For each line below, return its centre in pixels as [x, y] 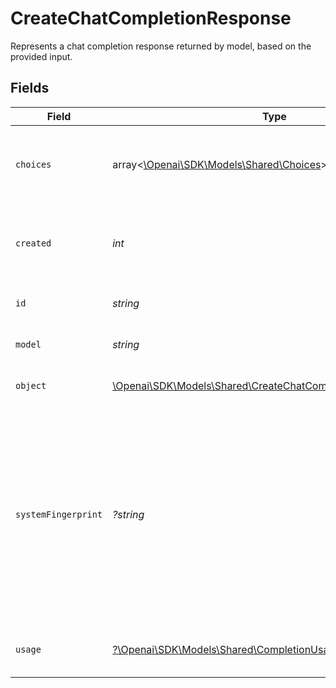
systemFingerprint [59, 514]
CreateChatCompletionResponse [151, 18]
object [31, 385]
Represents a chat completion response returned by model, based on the [161, 46]
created [33, 243]
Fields [30, 88]
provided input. [41, 56]
